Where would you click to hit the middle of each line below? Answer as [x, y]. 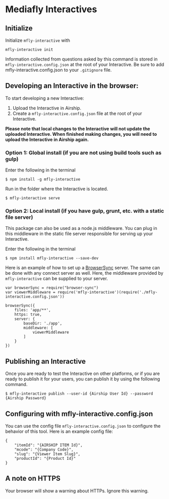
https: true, [28, 315]
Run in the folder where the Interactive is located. [57, 189]
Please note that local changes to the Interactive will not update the [78, 129]
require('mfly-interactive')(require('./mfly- [108, 292]
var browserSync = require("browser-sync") [52, 288]
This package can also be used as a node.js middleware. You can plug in [81, 228]
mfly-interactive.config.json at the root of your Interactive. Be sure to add [85, 64]
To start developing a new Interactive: [45, 98]
